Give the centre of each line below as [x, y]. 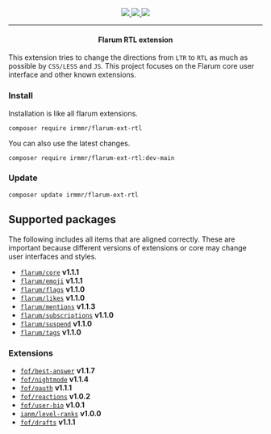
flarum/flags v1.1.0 [52, 289]
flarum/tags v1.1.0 [51, 332]
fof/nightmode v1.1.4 [54, 379]
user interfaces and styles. [52, 256]
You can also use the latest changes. [69, 143]
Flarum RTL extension [135, 40]
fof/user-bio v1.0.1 [52, 405]
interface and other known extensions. [73, 75]
